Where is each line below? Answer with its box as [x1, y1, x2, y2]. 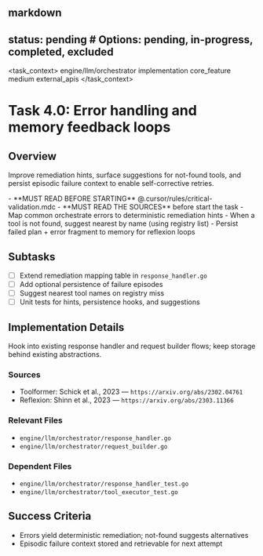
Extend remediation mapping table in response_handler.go [19, 271, 208, 281]
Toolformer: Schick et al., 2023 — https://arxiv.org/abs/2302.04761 [19, 387, 243, 397]
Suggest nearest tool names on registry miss [19, 289, 165, 298]
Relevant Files [8, 415, 63, 426]
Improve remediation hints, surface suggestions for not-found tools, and [8, 170, 242, 180]
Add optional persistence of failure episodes [19, 280, 163, 289]
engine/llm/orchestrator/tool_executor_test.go [19, 488, 178, 496]
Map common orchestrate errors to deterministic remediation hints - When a [8, 211, 255, 220]
